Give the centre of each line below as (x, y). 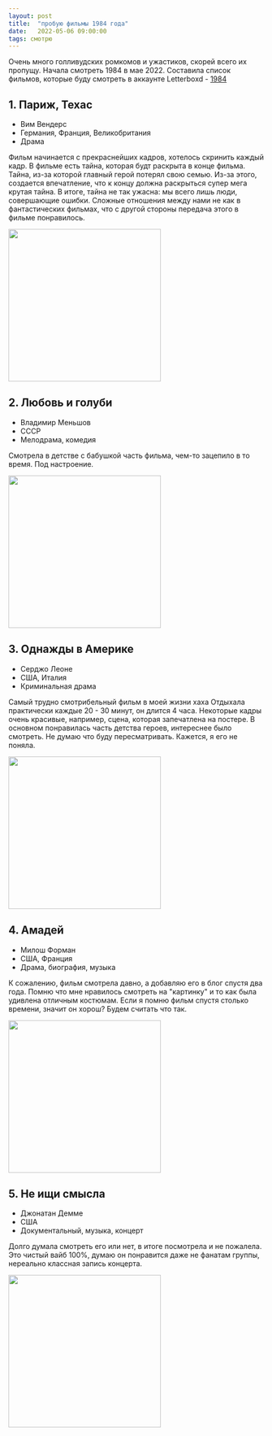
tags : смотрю (30, 39)
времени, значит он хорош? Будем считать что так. (98, 1008)
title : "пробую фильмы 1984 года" (69, 24)
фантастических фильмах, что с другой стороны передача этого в (124, 209)
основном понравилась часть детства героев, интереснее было (120, 728)
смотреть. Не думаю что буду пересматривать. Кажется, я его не (123, 736)
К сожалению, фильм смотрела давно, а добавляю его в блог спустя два (136, 983)
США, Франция (46, 958)
